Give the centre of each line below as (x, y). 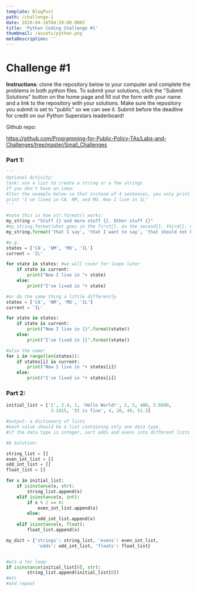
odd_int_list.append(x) (66, 519)
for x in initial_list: (35, 481)
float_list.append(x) (54, 530)
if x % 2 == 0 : (46, 503)
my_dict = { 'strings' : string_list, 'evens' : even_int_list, (82, 540)
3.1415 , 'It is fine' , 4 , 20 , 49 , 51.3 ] (101, 411)
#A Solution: (22, 443)
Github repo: (21, 127)
